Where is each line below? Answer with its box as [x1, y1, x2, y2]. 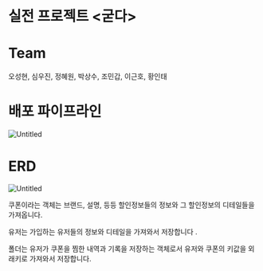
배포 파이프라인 [8, 103, 102, 120]
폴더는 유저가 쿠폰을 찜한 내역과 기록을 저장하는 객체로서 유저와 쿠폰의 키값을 [8, 244, 247, 253]
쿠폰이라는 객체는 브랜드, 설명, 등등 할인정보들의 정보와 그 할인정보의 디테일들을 [8, 200, 255, 210]
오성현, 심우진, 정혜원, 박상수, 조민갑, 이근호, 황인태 [8, 72, 167, 81]
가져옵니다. [8, 210, 43, 219]
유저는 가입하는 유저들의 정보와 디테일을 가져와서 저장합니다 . [8, 227, 198, 236]
